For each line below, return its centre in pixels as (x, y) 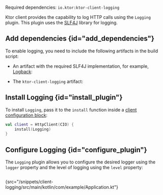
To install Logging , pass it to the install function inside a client (71, 109)
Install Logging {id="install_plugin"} (64, 97)
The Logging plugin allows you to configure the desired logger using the (80, 162)
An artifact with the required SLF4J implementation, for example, (80, 66)
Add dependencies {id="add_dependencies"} (80, 38)
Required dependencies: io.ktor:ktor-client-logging (62, 7)
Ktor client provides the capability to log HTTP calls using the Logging (78, 17)
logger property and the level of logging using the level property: (74, 168)
